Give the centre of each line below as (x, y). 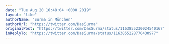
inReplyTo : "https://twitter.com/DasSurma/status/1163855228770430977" (82, 33)
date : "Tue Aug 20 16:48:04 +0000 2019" (48, 10)
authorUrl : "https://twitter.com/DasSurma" (52, 24)
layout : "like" (21, 15)
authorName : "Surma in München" (39, 19)
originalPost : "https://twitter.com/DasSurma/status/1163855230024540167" (85, 29)
